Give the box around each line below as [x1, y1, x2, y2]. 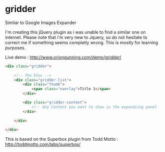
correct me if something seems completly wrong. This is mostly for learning [5, 39, 158, 45]
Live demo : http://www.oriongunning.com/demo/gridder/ [5, 54, 122, 60]
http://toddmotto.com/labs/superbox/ [5, 141, 81, 148]
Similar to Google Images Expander [5, 20, 77, 25]
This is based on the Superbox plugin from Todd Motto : [5, 136, 118, 142]
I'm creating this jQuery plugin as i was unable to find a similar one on [5, 29, 146, 35]
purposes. [5, 45, 26, 51]
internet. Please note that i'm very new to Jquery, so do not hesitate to [5, 34, 147, 40]
